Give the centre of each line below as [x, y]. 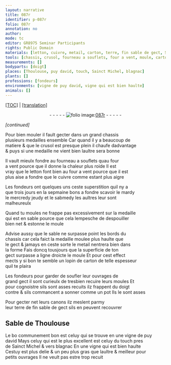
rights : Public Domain [29, 48]
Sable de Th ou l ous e [38, 323]
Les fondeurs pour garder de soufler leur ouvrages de [62, 276]
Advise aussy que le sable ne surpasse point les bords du [66, 233]
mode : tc [15, 39]
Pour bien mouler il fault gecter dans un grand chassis [62, 134]
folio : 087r [18, 24]
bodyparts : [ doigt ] [26, 67]
